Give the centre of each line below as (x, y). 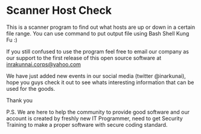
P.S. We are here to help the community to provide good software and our (98, 112)
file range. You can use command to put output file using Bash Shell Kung (98, 33)
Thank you (20, 100)
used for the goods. (31, 88)
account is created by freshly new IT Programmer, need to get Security (94, 118)
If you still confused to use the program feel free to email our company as (97, 51)
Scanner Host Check (59, 11)
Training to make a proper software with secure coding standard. (87, 124)
